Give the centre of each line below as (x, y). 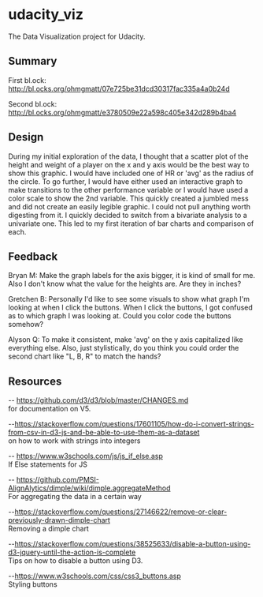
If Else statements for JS (48, 464)
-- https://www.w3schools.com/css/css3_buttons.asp (94, 576)
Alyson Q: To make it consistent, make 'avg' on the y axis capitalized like (126, 340)
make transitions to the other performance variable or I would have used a (128, 190)
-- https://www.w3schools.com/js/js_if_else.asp (85, 456)
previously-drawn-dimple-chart (59, 520)
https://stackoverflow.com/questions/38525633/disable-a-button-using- (133, 544)
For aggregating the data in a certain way (75, 497)
